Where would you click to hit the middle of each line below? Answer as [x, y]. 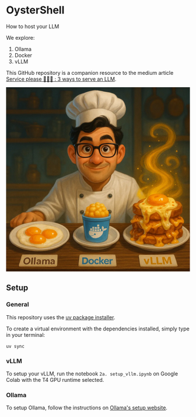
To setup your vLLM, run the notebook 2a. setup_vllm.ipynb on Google [92, 373]
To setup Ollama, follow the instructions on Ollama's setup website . [87, 408]
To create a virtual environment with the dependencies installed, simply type [98, 329]
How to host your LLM [33, 26]
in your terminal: [26, 335]
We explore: [20, 37]
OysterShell [35, 10]
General [17, 305]
